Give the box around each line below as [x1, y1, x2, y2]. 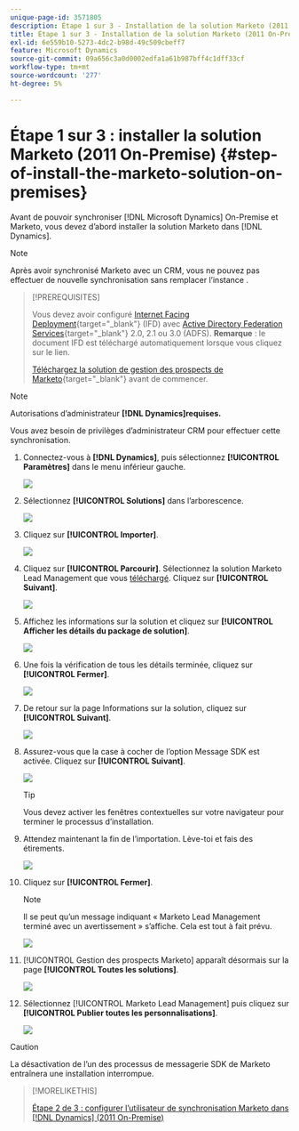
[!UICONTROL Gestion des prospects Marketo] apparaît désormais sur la [22, 954, 289, 965]
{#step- [219, 144, 279, 165]
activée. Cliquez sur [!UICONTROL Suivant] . [22, 755, 185, 766]
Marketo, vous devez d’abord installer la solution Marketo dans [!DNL [10, 221, 263, 231]
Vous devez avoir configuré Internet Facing [31, 309, 190, 319]
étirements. [22, 843, 65, 853]
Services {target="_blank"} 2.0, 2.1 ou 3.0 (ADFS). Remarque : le [31, 327, 266, 338]
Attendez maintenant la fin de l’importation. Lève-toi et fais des [22, 833, 254, 844]
